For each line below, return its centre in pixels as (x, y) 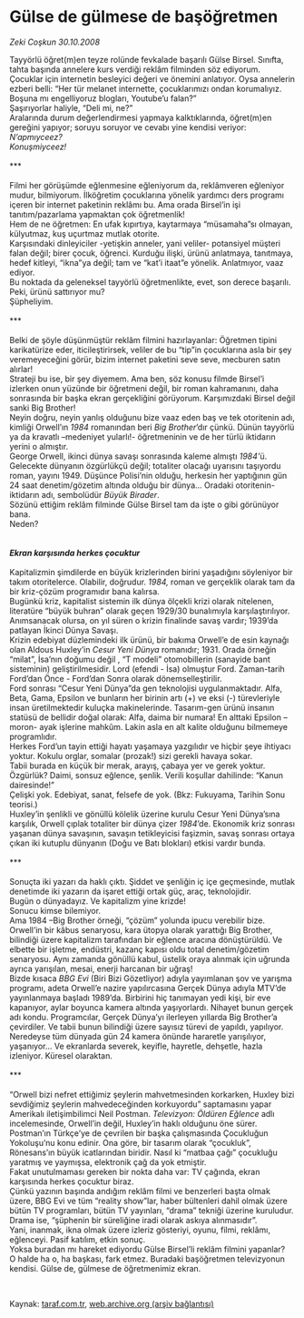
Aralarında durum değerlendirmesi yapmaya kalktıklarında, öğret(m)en (141, 117)
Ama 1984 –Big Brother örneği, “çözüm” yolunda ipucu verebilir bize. (137, 920)
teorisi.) (24, 804)
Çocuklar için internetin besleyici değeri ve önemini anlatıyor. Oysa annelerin (152, 78)
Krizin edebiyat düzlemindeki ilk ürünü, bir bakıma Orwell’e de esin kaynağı (149, 640)
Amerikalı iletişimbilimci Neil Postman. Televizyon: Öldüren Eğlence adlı (142, 1113)
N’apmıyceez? (36, 137)
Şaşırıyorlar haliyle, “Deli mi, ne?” (71, 107)
